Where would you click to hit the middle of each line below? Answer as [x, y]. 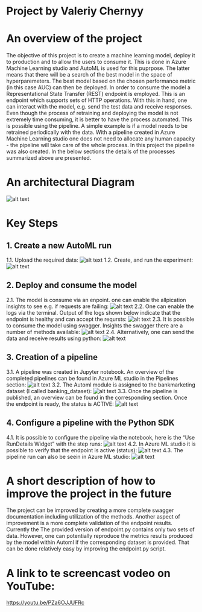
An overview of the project [74, 39]
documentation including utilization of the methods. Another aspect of [93, 517]
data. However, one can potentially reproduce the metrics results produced [99, 536]
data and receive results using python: [54, 338]
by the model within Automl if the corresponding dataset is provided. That [98, 542]
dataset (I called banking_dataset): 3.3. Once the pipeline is [92, 391]
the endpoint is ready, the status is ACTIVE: [60, 404]
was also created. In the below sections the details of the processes [91, 151]
